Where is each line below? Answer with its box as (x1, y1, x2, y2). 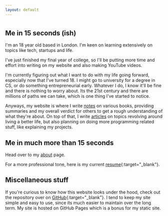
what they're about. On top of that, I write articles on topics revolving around (5, 113, 163, 120)
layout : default (5, 7, 39, 12)
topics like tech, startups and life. (5, 47, 73, 53)
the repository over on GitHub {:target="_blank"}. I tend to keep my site (5, 194, 151, 200)
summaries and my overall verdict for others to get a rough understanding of (5, 108, 163, 114)
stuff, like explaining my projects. (5, 124, 73, 130)
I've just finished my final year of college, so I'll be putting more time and (5, 57, 155, 63)
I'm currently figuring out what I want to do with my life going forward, (5, 72, 149, 78)
